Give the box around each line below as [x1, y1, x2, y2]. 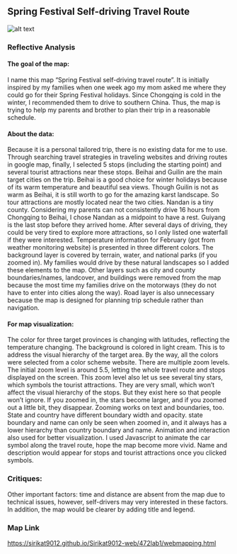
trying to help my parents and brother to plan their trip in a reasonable [7, 106, 211, 114]
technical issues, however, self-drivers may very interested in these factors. [7, 497, 229, 506]
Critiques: [7, 474, 42, 484]
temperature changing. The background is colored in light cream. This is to [7, 343, 225, 352]
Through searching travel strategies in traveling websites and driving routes [7, 153, 228, 162]
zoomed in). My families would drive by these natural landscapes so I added [7, 258, 229, 267]
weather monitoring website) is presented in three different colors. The [7, 243, 214, 252]
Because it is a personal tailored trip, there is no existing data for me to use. [7, 145, 228, 154]
